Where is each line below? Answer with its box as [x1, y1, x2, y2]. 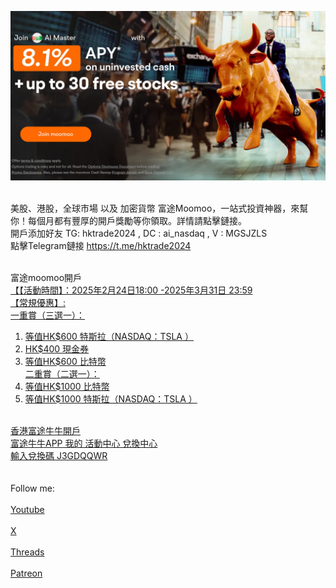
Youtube [10, 503, 45, 515]
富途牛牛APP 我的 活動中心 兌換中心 [10, 437, 158, 449]
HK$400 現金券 [24, 342, 90, 355]
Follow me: [10, 482, 55, 494]
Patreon [10, 567, 43, 579]
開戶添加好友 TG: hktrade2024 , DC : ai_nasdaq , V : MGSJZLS [10, 227, 268, 239]
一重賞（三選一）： [10, 309, 85, 321]
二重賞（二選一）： [24, 367, 100, 380]
